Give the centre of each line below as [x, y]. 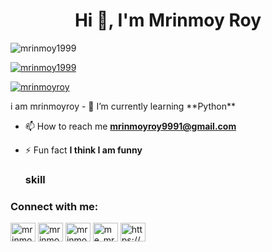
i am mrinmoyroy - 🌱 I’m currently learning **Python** [123, 106]
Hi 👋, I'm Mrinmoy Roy [168, 20]
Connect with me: [54, 206]
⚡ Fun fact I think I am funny [83, 150]
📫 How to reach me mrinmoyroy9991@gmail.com [130, 126]
